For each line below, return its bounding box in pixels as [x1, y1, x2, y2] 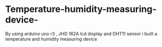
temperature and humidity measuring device [5, 36, 97, 42]
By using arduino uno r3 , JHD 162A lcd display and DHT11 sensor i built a [5, 30, 157, 36]
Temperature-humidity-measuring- [5, 3, 157, 15]
